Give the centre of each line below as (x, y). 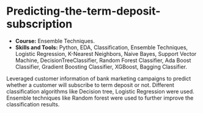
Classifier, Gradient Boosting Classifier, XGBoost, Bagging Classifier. (101, 67)
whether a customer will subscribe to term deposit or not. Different (90, 85)
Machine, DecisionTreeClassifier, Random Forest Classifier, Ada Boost (103, 60)
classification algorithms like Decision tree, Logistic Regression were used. (100, 91)
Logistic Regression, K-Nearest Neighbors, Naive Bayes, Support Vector (106, 53)
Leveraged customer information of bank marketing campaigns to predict (99, 78)
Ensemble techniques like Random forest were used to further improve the (100, 98)
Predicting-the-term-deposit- (83, 11)
